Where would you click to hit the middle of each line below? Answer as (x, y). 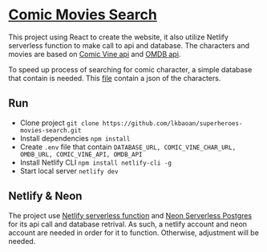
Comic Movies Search (83, 15)
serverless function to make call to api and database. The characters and (129, 45)
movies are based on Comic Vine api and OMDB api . (95, 54)
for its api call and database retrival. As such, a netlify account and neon (127, 224)
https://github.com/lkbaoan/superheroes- (172, 123)
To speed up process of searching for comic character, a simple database (130, 69)
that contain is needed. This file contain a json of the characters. (115, 78)
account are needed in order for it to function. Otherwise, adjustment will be (133, 232)
